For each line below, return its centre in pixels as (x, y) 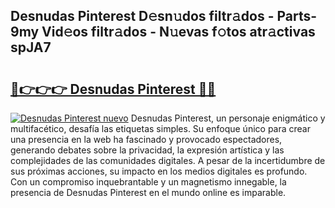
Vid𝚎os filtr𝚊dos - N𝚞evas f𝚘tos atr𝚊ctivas (178, 32)
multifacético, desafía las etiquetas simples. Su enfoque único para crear (160, 128)
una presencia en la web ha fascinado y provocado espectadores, (146, 139)
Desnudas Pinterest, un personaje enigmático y (228, 118)
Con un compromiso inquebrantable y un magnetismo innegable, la (148, 182)
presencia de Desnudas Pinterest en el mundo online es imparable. (148, 192)
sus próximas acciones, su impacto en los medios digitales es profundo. (159, 171)
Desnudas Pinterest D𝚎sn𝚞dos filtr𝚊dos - (142, 16)
